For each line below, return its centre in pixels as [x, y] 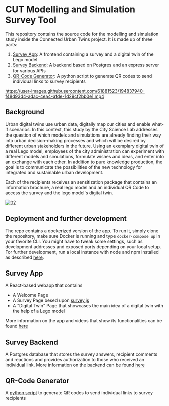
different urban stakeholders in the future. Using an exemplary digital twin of [84, 146]
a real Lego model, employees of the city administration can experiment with [85, 151]
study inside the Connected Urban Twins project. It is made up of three [79, 39]
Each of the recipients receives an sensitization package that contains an [81, 182]
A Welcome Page [31, 295]
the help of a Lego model [39, 311]
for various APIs [29, 70]
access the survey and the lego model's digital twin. [59, 193]
